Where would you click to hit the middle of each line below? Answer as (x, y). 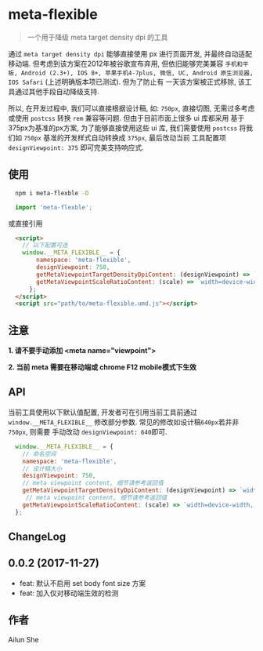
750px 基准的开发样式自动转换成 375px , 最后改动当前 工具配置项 (125, 137)
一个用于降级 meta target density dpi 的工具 (97, 37)
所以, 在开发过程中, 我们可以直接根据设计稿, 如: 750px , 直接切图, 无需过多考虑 (131, 108)
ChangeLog (37, 537)
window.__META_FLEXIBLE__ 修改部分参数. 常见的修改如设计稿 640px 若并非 (124, 422)
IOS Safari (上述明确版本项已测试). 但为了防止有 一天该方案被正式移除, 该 (126, 82)
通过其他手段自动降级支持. (57, 91)
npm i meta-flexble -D (52, 193)
